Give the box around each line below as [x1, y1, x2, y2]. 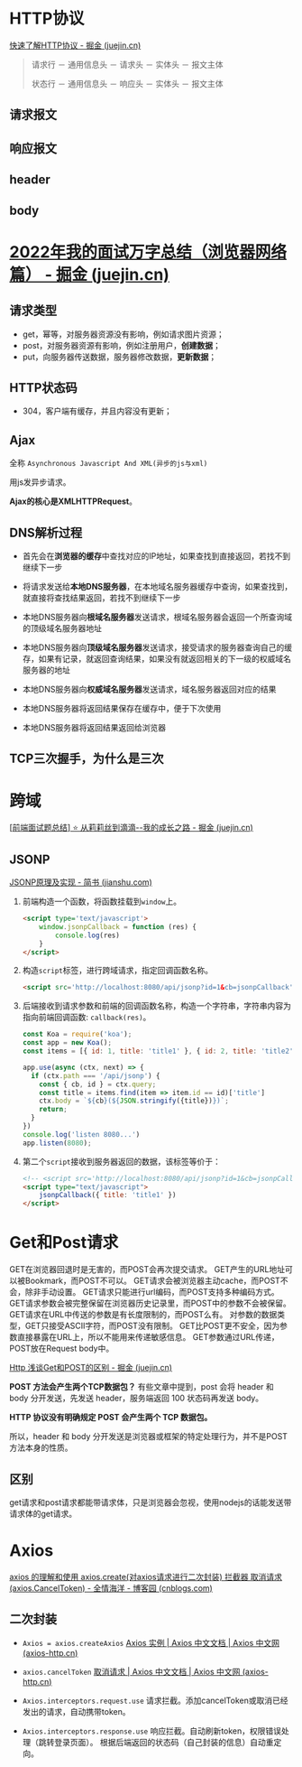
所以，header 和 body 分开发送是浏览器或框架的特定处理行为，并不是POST [9, 1431, 288, 1442]
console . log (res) [55, 931, 120, 940]
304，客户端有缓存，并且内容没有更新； [22, 405, 173, 416]
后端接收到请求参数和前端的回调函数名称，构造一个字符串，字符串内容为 [22, 1000, 291, 1011]
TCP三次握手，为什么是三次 [9, 751, 164, 767]
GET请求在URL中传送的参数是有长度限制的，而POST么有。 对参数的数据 [9, 1309, 278, 1320]
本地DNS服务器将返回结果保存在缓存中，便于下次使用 [22, 702, 222, 713]
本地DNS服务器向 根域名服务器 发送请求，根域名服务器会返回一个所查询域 [22, 611, 293, 622]
